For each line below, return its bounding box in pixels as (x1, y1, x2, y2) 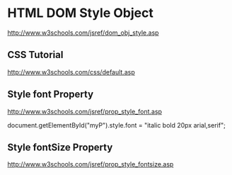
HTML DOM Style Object (7, 5, 153, 21)
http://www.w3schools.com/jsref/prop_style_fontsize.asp (7, 160, 174, 169)
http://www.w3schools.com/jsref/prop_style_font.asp (7, 107, 163, 115)
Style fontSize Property (7, 141, 113, 153)
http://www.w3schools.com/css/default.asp (7, 67, 136, 76)
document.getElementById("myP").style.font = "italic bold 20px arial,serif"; (7, 120, 226, 129)
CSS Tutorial (7, 49, 64, 61)
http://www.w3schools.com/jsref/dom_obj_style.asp (7, 28, 159, 37)
